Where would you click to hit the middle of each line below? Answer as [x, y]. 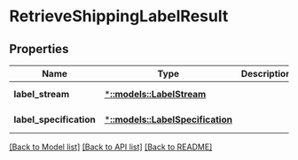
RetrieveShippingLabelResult [119, 16]
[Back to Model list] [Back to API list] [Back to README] [111, 147]
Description [266, 74]
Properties [39, 49]
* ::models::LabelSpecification [169, 119]
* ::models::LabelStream [155, 94]
